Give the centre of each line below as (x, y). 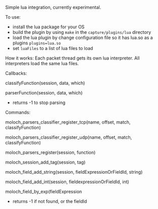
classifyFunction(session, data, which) (45, 83)
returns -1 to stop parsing (39, 102)
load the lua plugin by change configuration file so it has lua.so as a (83, 38)
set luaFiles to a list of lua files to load (53, 48)
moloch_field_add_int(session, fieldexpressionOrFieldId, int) (67, 182)
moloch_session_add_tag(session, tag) (45, 162)
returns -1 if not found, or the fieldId (50, 201)
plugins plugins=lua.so (37, 43)
